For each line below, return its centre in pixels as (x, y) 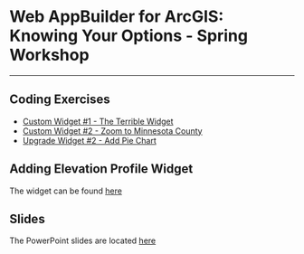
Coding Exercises (60, 100)
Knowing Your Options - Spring (129, 36)
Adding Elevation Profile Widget (101, 169)
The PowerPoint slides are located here (83, 240)
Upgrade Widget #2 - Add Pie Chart (89, 140)
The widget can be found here (66, 191)
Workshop (49, 55)
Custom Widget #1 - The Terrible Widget (98, 121)
